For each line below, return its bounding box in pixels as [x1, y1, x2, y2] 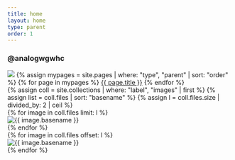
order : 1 [7, 30, 33, 38]
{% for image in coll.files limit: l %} [7, 108, 109, 117]
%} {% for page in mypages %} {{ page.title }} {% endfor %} [7, 78, 185, 86]
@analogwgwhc [7, 54, 65, 64]
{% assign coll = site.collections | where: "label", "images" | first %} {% [7, 86, 216, 94]
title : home [7, 10, 43, 18]
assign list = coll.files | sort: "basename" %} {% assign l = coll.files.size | [7, 93, 220, 101]
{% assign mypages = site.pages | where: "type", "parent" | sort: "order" [16, 70, 229, 79]
